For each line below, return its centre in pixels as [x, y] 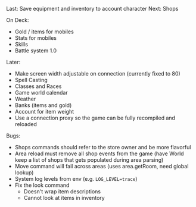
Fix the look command [42, 185]
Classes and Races [38, 86]
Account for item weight [44, 112]
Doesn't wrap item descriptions [62, 192]
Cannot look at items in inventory [64, 198]
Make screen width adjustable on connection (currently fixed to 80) [97, 73]
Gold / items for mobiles [44, 32]
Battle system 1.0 [36, 51]
